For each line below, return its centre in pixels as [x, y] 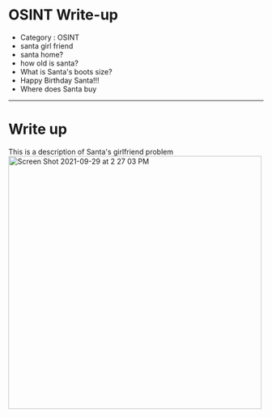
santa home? [42, 54]
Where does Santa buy [58, 89]
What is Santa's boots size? [66, 71]
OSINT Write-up [64, 15]
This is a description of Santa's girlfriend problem [91, 151]
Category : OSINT [49, 37]
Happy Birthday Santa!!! [59, 80]
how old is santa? [49, 63]
